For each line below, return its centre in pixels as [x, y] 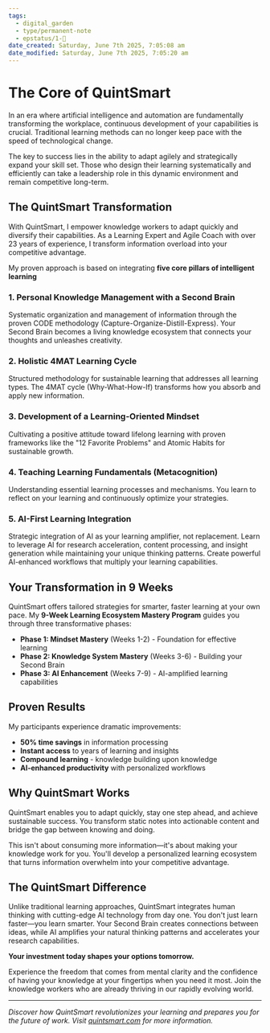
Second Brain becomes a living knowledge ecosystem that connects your [130, 332]
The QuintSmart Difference [78, 888]
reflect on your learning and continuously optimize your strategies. [119, 498]
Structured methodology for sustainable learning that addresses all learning [133, 379]
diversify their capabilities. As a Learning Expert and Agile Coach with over [132, 235]
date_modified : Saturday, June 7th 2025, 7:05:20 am [98, 53]
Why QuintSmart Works [69, 793]
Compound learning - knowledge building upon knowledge [119, 759]
